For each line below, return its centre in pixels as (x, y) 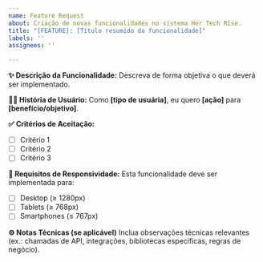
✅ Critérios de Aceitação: (51, 124)
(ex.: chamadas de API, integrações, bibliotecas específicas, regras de (125, 240)
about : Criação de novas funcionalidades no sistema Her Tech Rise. (125, 23)
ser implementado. (39, 84)
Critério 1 (35, 140)
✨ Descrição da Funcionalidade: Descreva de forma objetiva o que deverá (132, 75)
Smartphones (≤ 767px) (59, 216)
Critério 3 (36, 158)
